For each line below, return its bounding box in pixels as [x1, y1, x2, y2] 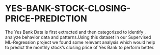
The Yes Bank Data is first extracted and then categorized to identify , [5, 29, 146, 35]
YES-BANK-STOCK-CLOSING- [5, 3, 131, 14]
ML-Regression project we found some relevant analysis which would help [5, 39, 156, 45]
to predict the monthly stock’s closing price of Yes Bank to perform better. [5, 44, 155, 50]
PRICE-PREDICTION [5, 13, 87, 24]
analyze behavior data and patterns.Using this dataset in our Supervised [5, 34, 151, 40]
